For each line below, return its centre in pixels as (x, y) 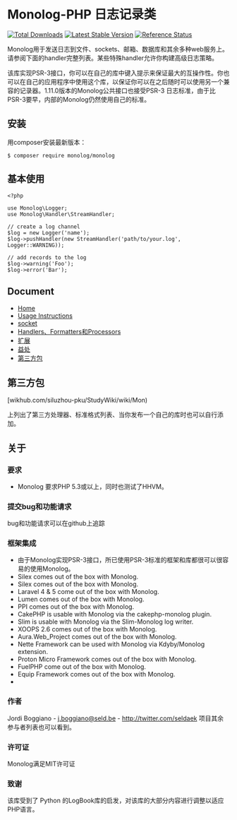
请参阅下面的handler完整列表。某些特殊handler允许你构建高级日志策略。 (113, 58)
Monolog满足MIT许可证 (41, 764)
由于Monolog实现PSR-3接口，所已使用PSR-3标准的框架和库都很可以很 (120, 560)
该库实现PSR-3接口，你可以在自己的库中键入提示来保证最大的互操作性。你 (115, 73)
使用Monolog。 (52, 569)
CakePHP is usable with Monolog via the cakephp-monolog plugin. (115, 614)
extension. (32, 652)
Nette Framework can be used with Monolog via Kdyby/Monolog (111, 644)
